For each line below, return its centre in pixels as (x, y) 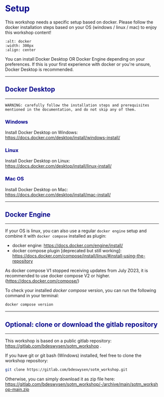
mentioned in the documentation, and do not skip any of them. (71, 110)
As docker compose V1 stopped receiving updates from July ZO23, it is (77, 271)
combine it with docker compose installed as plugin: (56, 236)
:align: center (20, 50)
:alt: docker (18, 41)
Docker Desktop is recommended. (40, 69)
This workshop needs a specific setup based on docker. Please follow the (79, 22)
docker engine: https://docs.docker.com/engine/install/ (68, 245)
